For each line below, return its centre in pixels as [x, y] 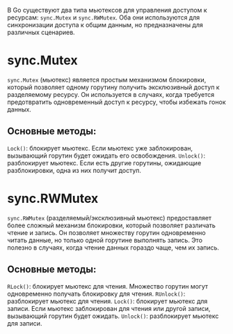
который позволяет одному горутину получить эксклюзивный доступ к [114, 87]
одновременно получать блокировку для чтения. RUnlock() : [96, 294]
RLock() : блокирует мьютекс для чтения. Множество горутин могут [108, 286]
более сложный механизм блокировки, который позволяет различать [111, 225]
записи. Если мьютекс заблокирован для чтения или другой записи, [109, 308]
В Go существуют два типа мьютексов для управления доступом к [107, 10]
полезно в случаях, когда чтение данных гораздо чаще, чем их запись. [113, 248]
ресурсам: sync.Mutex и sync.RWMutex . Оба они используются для [104, 17]
